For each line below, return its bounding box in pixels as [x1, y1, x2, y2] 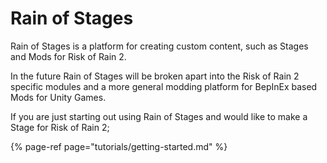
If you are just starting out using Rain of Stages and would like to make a [10, 110, 308, 122]
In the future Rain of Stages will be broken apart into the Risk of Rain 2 [10, 70, 300, 82]
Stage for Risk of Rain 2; [10, 121, 110, 133]
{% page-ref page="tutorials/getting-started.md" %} [10, 140, 228, 152]
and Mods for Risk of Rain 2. [10, 50, 127, 62]
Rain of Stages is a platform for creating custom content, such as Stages [10, 40, 309, 52]
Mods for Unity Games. [10, 91, 107, 103]
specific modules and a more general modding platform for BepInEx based [10, 80, 318, 92]
